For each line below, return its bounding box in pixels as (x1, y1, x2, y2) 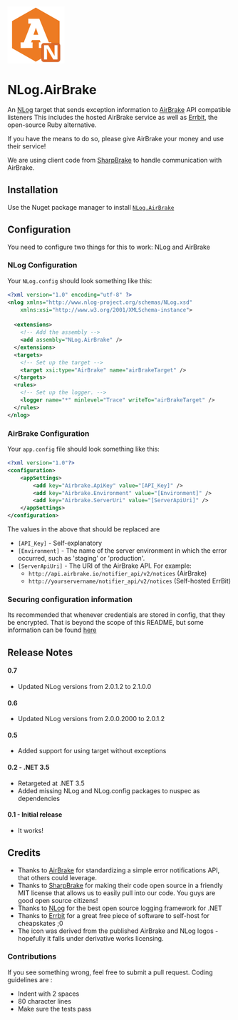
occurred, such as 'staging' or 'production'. (17, 554, 145, 563)
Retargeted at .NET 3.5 (17, 779, 85, 787)
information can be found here (7, 626, 97, 634)
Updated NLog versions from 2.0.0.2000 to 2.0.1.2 (17, 715, 165, 723)
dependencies (17, 794, 61, 802)
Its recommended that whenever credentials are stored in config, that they (7, 611, 226, 619)
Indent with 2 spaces (17, 989, 80, 998)
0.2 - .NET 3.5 (7, 763, 50, 771)
